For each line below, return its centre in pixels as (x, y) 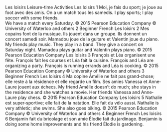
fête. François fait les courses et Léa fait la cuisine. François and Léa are (79, 60)
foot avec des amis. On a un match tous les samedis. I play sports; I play (79, 12)
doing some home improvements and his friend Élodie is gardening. (75, 124)
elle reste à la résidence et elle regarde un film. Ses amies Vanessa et (77, 81)
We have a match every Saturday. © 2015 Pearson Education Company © (81, 23)
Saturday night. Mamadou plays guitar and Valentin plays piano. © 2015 (79, 50)
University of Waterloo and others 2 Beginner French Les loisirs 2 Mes (77, 28)
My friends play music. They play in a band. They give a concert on (74, 44)
